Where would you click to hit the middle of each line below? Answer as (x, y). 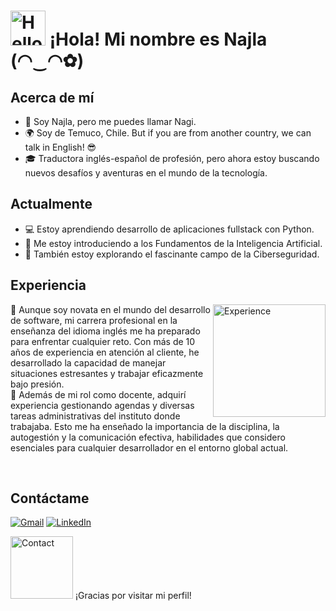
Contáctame (50, 498)
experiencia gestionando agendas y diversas (102, 405)
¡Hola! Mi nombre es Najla (158, 39)
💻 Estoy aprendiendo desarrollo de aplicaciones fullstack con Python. (169, 229)
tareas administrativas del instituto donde (95, 416)
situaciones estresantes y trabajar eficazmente (107, 373)
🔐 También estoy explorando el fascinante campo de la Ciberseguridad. (172, 254)
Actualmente (51, 204)
